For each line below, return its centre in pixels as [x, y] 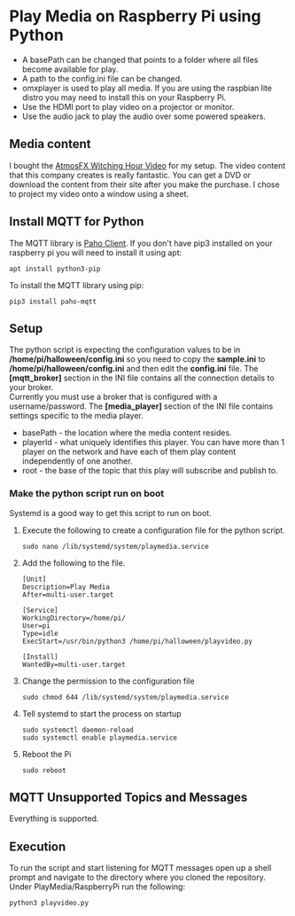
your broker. [31, 388]
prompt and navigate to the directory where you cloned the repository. [137, 877]
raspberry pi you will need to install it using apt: [96, 252]
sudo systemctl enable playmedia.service [99, 738]
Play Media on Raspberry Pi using [135, 16]
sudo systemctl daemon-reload [78, 730]
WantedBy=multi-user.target [74, 664]
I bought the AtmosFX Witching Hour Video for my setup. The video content [147, 165]
